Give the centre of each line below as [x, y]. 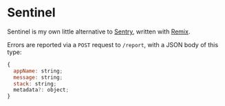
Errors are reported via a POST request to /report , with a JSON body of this [113, 44]
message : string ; [38, 77]
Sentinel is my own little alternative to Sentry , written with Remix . [99, 31]
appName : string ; [38, 71]
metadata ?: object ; [41, 90]
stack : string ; [35, 83]
